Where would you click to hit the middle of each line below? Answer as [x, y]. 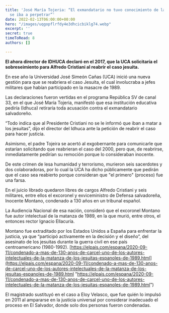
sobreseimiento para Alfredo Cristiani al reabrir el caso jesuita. [72, 67]
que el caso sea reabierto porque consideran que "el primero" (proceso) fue [84, 175]
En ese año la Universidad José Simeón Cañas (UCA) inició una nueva [78, 77]
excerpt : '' [18, 29]
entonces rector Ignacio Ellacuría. [40, 221]
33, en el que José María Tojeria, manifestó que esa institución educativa [81, 102]
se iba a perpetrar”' [32, 15]
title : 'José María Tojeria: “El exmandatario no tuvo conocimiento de [82, 10]
